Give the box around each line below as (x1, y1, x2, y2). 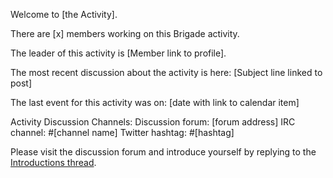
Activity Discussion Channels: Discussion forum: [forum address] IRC (10, 116, 296, 128)
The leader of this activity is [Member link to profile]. (10, 47, 227, 59)
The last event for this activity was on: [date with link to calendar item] (10, 97, 300, 108)
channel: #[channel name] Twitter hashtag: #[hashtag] (10, 127, 235, 138)
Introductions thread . (10, 157, 97, 168)
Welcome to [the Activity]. (10, 9, 118, 20)
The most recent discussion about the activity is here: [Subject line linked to (10, 67, 323, 78)
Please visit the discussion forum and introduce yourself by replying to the (10, 146, 317, 158)
